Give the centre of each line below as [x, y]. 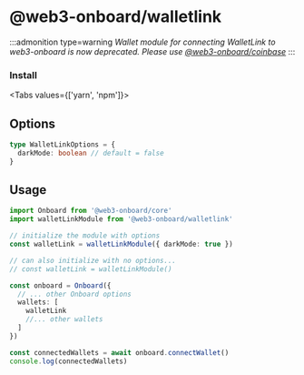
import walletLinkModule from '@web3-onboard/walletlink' [121, 219]
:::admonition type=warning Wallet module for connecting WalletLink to [142, 42]
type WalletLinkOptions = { [63, 145]
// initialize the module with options [85, 236]
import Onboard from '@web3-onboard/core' [91, 211]
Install [24, 75]
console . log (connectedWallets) [69, 361]
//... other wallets [64, 319]
